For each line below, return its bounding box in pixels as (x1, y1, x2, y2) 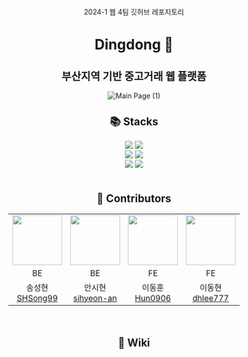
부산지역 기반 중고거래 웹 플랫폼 (61, 69, 207, 83)
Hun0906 (134, 292, 171, 303)
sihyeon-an (73, 292, 117, 303)
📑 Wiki (117, 336, 151, 350)
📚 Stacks (109, 115, 159, 129)
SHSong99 (16, 292, 58, 303)
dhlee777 (192, 292, 230, 303)
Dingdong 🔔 (94, 36, 174, 54)
